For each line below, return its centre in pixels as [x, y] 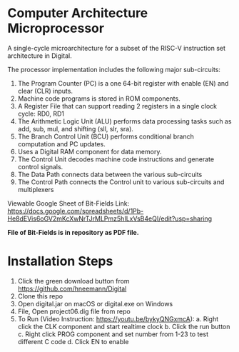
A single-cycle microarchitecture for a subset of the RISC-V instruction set [117, 48]
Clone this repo [40, 296]
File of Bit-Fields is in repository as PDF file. [73, 232]
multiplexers [36, 189]
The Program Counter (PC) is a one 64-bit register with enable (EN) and [123, 83]
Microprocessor [56, 28]
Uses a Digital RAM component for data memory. [90, 151]
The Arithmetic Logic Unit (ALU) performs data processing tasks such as [124, 121]
